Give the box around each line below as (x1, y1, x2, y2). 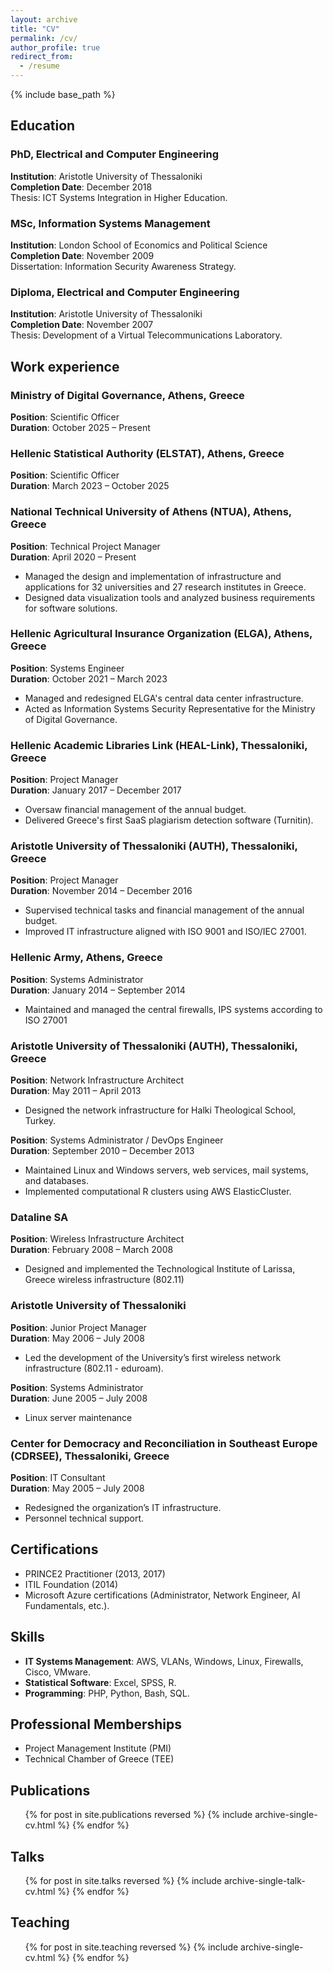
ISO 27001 (24, 1014, 68, 1026)
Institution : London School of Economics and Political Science (10, 239, 268, 251)
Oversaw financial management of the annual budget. (24, 804, 247, 816)
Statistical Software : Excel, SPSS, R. (24, 1676, 177, 1688)
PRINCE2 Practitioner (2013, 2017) (24, 1567, 166, 1580)
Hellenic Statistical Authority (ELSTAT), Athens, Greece (10, 446, 285, 460)
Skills (10, 1629, 45, 1646)
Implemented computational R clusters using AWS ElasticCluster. (24, 1186, 292, 1198)
